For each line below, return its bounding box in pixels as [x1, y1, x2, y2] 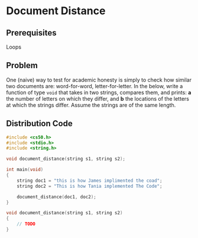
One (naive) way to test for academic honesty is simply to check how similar [6, 76, 192, 83]
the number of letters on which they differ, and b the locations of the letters [6, 95, 189, 102]
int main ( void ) [6, 167, 44, 173]
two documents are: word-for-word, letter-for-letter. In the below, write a [6, 82, 183, 89]
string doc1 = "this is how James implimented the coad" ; [17, 178, 163, 184]
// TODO [17, 221, 35, 227]
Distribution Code [6, 118, 73, 128]
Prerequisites [6, 28, 57, 38]
